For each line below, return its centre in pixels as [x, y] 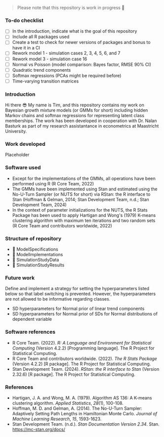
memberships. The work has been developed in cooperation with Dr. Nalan [81, 121]
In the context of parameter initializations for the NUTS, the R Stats [80, 210]
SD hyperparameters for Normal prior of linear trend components [78, 308]
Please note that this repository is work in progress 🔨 [71, 8]
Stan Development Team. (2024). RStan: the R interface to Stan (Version [86, 369]
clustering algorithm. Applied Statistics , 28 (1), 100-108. [68, 403]
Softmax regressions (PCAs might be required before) [67, 75]
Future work [20, 278]
